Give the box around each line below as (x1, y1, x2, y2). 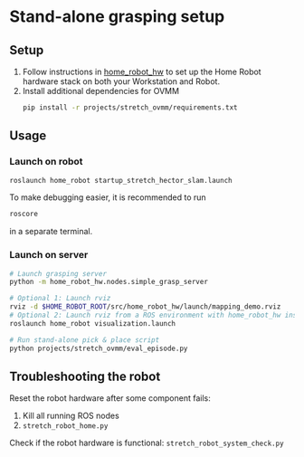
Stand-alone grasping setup (9, 6, 225, 27)
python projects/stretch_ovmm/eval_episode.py (9, 344, 188, 353)
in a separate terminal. (9, 226, 93, 237)
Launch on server (9, 249, 89, 262)
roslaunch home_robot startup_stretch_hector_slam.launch (9, 176, 233, 185)
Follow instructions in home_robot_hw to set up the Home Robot (22, 66, 261, 77)
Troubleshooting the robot (9, 369, 161, 384)
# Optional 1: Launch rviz (9, 294, 111, 303)
